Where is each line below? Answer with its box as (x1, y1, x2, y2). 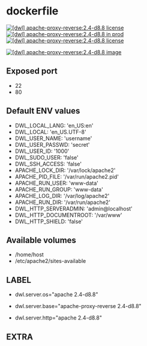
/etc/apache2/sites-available (14, 258, 86, 265)
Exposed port (6, 66, 58, 76)
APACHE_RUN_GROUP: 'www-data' (14, 185, 103, 193)
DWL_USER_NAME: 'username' (14, 134, 92, 142)
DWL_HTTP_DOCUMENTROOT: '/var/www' (14, 211, 122, 218)
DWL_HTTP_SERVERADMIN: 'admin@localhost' (14, 205, 133, 212)
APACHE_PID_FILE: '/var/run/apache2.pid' (14, 173, 119, 180)
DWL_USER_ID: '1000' (14, 147, 70, 155)
